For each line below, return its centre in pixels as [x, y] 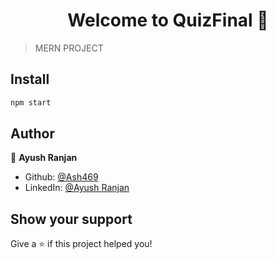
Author [32, 134]
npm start [31, 102]
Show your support [71, 219]
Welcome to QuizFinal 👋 [168, 20]
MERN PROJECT [69, 48]
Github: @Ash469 [61, 177]
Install [30, 79]
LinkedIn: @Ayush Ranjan [77, 188]
